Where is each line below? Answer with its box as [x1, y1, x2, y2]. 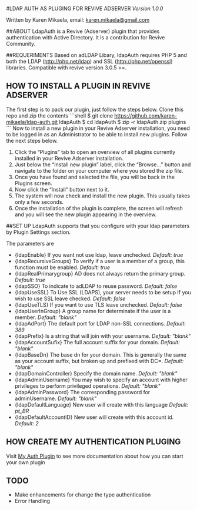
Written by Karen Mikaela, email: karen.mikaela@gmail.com [6, 16, 150, 23]
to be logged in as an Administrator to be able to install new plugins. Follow [6, 130, 188, 137]
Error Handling [14, 498, 51, 505]
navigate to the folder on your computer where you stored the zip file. [14, 167, 183, 174]
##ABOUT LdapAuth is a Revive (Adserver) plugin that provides [6, 28, 160, 35]
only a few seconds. [14, 198, 64, 205]
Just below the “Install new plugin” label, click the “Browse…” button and [14, 161, 191, 168]
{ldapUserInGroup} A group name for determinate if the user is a [14, 307, 171, 314]
